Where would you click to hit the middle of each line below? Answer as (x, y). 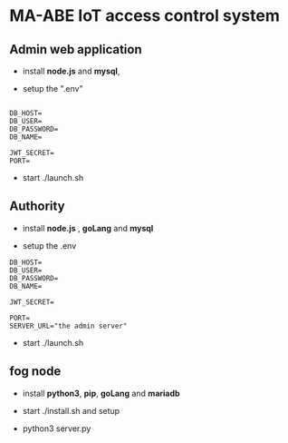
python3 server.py (57, 428)
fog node (35, 372)
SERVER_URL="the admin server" (68, 326)
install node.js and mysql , (71, 71)
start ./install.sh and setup (71, 410)
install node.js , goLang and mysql (88, 228)
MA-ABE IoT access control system (145, 16)
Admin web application (76, 49)
